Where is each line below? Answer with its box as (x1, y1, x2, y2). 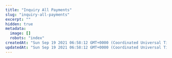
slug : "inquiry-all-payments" (5, 12, 70, 17)
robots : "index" (10, 36, 45, 41)
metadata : (5, 26, 27, 31)
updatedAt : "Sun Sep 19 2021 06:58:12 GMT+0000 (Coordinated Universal (5, 45, 161, 50)
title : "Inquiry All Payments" (5, 7, 72, 13)
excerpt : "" (5, 17, 31, 22)
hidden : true (5, 21, 33, 27)
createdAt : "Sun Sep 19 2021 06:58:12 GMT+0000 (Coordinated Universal (5, 40, 161, 45)
